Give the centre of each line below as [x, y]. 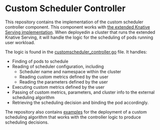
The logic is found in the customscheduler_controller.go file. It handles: [76, 52]
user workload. [20, 42]
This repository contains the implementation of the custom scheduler [74, 22]
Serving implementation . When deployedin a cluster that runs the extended [80, 32]
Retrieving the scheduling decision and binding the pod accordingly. [80, 102]
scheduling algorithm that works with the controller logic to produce [73, 117]
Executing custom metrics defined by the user [58, 87]
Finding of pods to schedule [40, 61]
